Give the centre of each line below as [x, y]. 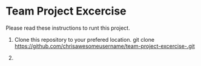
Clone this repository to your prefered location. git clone [84, 39]
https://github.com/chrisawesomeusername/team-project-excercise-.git [104, 46]
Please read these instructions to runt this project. [68, 28]
